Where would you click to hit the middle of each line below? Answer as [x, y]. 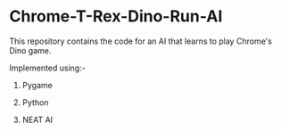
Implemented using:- [48, 68]
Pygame [37, 85]
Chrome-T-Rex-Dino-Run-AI [116, 16]
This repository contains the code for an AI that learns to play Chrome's [140, 41]
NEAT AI [37, 120]
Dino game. [30, 50]
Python [35, 102]
